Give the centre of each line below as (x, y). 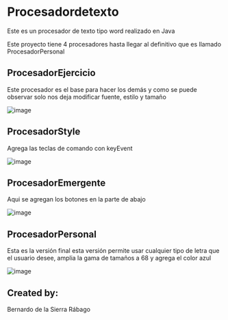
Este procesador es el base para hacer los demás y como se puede (102, 89)
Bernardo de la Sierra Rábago (49, 309)
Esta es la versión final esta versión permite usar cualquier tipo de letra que (113, 251)
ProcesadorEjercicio (51, 73)
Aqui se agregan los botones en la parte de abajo (76, 199)
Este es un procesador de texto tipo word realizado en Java (91, 31)
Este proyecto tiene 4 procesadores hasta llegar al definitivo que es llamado (114, 44)
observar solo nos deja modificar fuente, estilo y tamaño (87, 97)
